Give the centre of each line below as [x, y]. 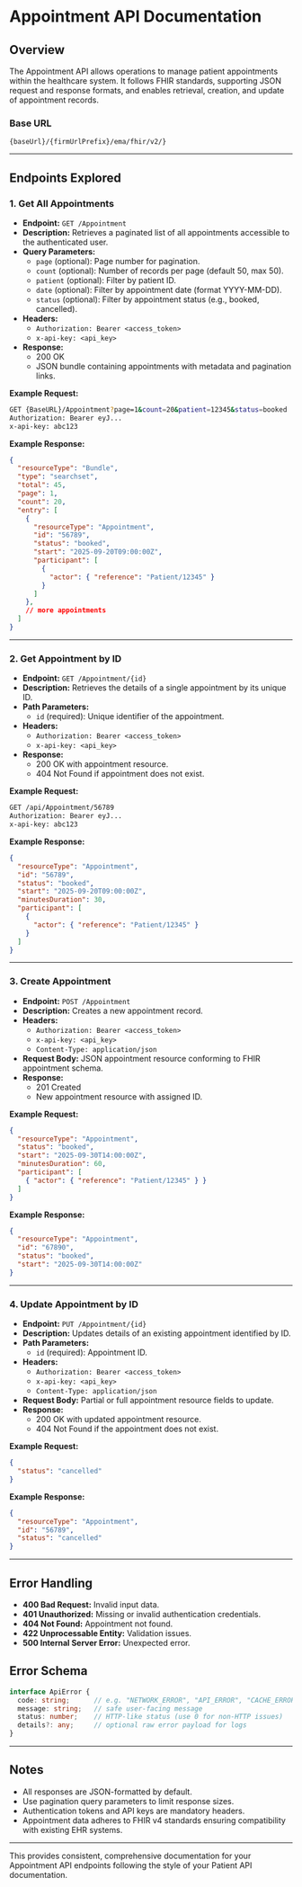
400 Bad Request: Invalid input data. [91, 1604]
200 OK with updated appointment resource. [119, 1420]
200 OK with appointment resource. [102, 764]
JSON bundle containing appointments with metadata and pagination [164, 366]
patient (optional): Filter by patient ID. [106, 280]
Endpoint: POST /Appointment [76, 1001]
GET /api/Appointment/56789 [62, 808]
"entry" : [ [38, 510]
